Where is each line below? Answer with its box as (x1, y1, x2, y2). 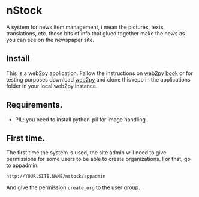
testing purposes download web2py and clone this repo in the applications (6, 76, 191, 83)
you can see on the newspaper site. (6, 36, 95, 43)
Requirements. (6, 100, 63, 110)
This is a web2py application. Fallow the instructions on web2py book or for (6, 70, 193, 77)
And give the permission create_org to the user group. (6, 184, 140, 191)
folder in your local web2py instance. (6, 82, 98, 89)
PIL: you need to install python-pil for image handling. (14, 115, 147, 123)
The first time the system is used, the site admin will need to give (6, 149, 167, 156)
